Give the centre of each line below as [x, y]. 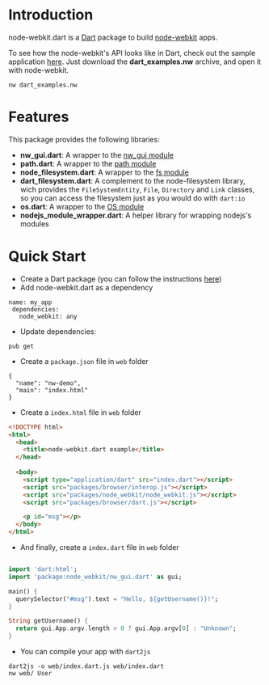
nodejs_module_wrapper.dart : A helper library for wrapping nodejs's [136, 215]
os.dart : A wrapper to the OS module [82, 206]
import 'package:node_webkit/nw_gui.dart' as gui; [95, 577]
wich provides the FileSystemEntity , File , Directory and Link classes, [137, 189]
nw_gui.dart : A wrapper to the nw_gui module [97, 154]
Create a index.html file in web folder [80, 412]
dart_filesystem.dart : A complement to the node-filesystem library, [133, 180]
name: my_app [30, 302]
